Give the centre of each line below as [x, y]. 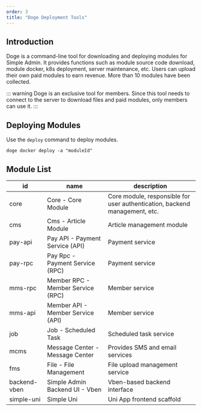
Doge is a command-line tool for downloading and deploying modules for [97, 56]
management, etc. [133, 211]
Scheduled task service [141, 333]
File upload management [143, 365]
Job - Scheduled [71, 330]
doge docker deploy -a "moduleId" [50, 151]
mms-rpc [23, 288]
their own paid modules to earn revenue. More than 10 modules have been [98, 75]
